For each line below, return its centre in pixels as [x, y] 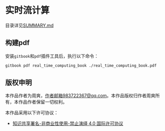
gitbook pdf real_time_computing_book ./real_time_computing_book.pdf [81, 65]
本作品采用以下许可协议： [32, 113]
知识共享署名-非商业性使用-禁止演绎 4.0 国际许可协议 [68, 123]
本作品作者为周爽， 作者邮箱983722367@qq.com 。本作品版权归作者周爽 [80, 96]
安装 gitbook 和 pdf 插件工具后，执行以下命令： [52, 56]
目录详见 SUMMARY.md [30, 25]
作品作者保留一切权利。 [43, 102]
